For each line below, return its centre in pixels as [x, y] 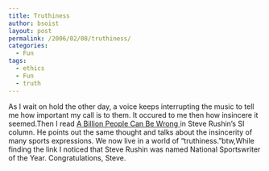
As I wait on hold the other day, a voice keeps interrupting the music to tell [132, 106]
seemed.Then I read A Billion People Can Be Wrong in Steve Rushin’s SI [126, 123]
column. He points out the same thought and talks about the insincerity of [130, 132]
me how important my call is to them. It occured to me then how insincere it [133, 115]
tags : [17, 61]
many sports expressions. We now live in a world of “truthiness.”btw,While [132, 140]
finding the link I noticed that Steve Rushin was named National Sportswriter [134, 149]
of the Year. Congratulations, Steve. [67, 157]
